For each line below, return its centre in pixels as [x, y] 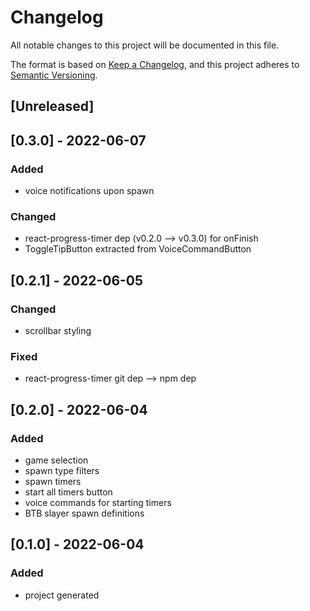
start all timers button [68, 492]
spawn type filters [62, 470]
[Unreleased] [52, 106]
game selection [56, 460]
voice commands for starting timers [98, 502]
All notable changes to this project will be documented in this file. [145, 45]
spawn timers [53, 481]
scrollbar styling [58, 330]
